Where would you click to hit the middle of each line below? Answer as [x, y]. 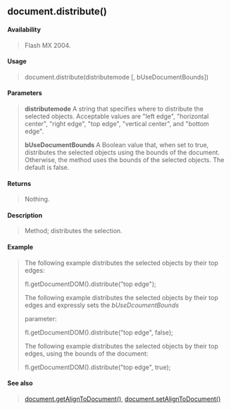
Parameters [25, 93]
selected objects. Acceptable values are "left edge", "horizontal [117, 116]
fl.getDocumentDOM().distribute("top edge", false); [99, 332]
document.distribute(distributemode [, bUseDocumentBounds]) [117, 77]
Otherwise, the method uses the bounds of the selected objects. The [124, 160]
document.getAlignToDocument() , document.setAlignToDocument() [123, 399]
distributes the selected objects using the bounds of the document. [122, 152]
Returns [19, 183]
